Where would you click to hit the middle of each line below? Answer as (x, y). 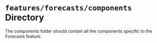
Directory (25, 18)
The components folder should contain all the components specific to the (79, 31)
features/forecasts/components (69, 8)
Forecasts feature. (23, 36)
